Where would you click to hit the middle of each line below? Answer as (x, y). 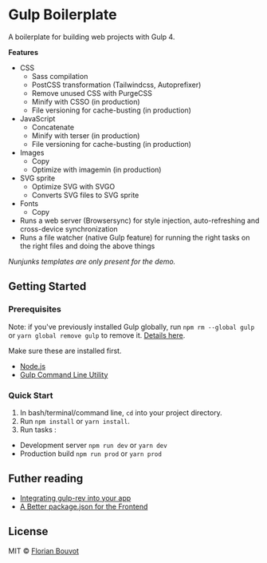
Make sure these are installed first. (65, 351)
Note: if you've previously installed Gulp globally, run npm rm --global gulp (132, 327)
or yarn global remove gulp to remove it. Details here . (97, 335)
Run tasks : (38, 430)
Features (23, 52)
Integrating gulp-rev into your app (75, 498)
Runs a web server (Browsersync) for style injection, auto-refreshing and (139, 220)
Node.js (33, 366)
